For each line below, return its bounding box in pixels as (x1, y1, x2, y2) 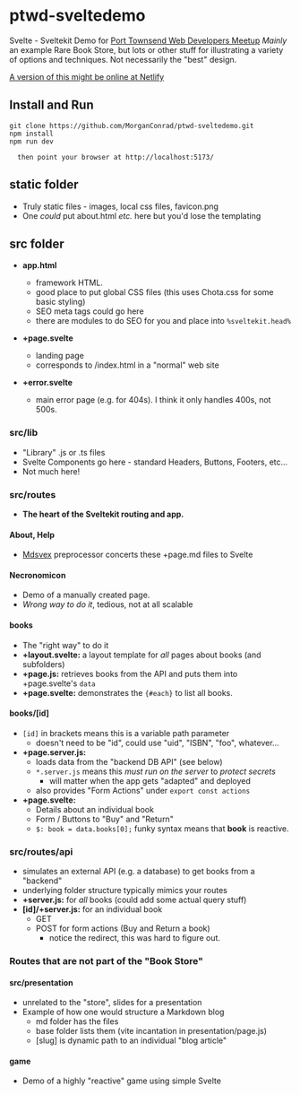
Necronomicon (9, 569, 66, 580)
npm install (9, 129, 54, 138)
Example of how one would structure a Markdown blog (21, 1006, 225, 1018)
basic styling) (35, 297, 86, 308)
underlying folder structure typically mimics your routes (21, 885, 228, 896)
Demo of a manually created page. (21, 589, 150, 601)
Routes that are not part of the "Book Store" (9, 955, 204, 967)
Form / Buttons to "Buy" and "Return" (35, 813, 175, 824)
